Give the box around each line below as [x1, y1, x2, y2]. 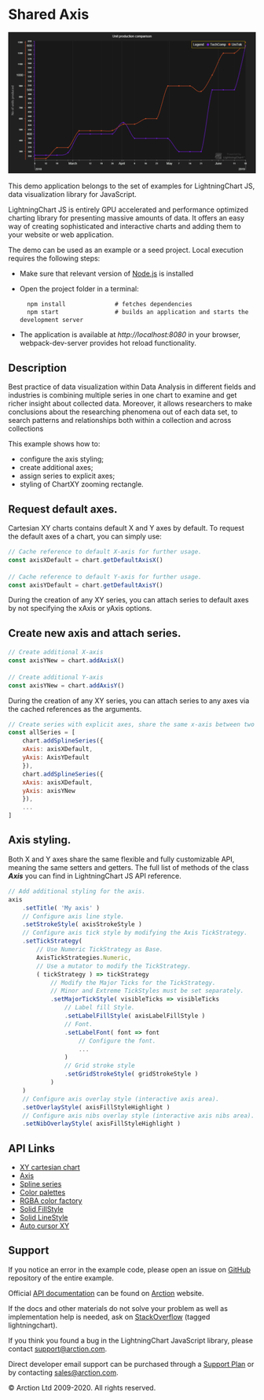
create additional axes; [19, 463, 93, 472]
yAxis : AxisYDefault [22, 754, 90, 761]
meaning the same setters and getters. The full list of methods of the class [8, 862, 249, 872]
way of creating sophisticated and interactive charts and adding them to [8, 222, 241, 231]
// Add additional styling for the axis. [8, 887, 146, 895]
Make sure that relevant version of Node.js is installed [19, 269, 194, 279]
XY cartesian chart [19, 1163, 80, 1172]
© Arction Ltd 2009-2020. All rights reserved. [8, 1383, 156, 1392]
